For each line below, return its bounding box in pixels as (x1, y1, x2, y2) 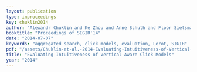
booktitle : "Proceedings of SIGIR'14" (6, 30, 101, 36)
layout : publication (6, 8, 57, 15)
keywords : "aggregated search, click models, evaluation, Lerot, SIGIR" (6, 41, 188, 47)
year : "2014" (6, 57, 38, 63)
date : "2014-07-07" (6, 35, 54, 41)
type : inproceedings (6, 14, 57, 20)
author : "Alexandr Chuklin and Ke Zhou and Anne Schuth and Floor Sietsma (6, 24, 193, 31)
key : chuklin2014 (6, 19, 49, 25)
